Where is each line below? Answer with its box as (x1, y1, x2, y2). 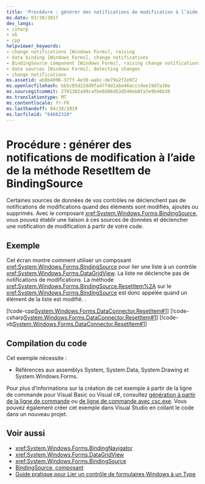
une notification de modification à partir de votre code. (6, 222, 144, 230)
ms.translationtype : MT (6, 94, 67, 100)
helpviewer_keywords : (6, 43, 62, 50)
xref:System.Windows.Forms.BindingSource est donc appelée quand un (6, 289, 188, 296)
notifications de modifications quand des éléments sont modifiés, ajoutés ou (6, 203, 198, 211)
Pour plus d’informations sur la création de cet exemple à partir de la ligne (6, 384, 192, 392)
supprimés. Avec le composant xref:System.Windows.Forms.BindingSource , (6, 210, 198, 217)
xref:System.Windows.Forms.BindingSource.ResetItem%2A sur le (6, 282, 172, 290)
